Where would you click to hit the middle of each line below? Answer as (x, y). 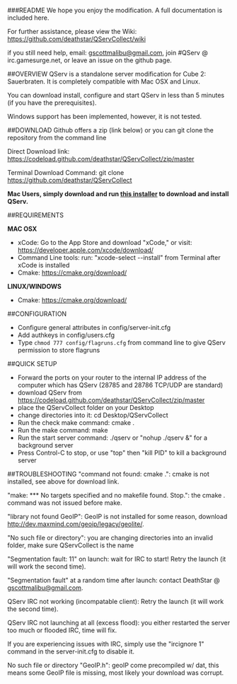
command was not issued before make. (65, 503)
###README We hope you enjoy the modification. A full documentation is (115, 10)
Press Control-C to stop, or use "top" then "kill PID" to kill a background (122, 453)
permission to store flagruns (59, 350)
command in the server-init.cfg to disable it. (71, 651)
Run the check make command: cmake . (76, 423)
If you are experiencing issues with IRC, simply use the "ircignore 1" (106, 644)
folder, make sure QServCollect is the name (71, 545)
